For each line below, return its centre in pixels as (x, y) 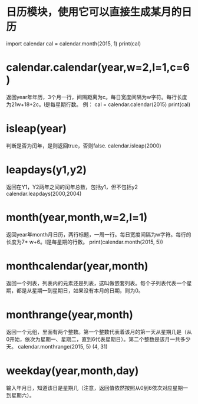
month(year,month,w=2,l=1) (77, 217)
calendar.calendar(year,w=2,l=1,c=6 (98, 68)
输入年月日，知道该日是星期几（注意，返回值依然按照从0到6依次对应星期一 (97, 387)
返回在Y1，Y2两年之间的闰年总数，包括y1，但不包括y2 (72, 187)
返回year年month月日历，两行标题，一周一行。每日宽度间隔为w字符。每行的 (99, 234)
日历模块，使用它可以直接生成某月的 (94, 12)
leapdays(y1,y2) (47, 170)
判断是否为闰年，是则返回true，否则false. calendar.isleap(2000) (84, 146)
